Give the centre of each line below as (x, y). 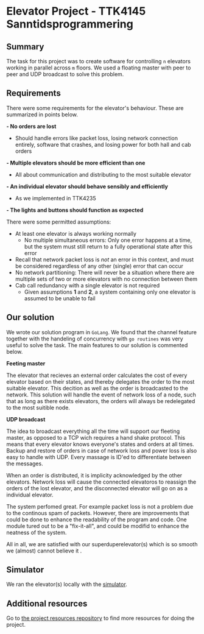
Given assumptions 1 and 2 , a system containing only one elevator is (110, 292)
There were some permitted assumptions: (59, 222)
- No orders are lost (31, 126)
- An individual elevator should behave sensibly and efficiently (87, 186)
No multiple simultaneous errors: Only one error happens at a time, (108, 240)
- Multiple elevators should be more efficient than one (76, 163)
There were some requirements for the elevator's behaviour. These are (95, 108)
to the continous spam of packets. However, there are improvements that (98, 513)
